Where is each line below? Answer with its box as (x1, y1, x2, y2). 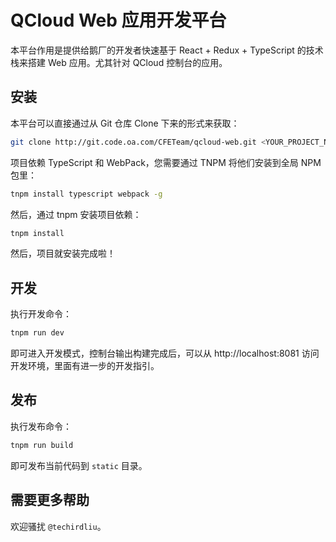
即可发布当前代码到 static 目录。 (10, 459, 148, 471)
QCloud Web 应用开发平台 (10, 9, 227, 32)
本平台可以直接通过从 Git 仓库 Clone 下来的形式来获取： (10, 117, 240, 129)
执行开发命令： (10, 308, 72, 320)
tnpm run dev (10, 328, 65, 338)
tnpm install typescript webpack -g (10, 189, 163, 199)
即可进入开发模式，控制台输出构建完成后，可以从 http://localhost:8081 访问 (10, 347, 320, 360)
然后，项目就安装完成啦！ (10, 247, 116, 260)
